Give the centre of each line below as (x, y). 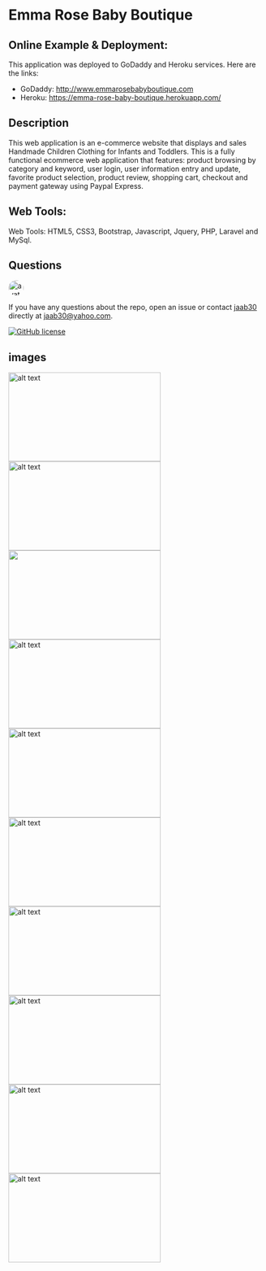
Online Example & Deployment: (88, 45)
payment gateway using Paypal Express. (76, 186)
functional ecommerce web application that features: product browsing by (133, 159)
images (28, 357)
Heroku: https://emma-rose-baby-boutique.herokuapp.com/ (120, 98)
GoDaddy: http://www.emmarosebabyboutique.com (107, 89)
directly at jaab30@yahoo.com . (61, 316)
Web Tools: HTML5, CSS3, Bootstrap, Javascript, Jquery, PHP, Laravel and (133, 231)
